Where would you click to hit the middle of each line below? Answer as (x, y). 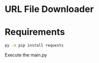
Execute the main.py (26, 55)
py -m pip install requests (34, 45)
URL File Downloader (49, 9)
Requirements (35, 32)
